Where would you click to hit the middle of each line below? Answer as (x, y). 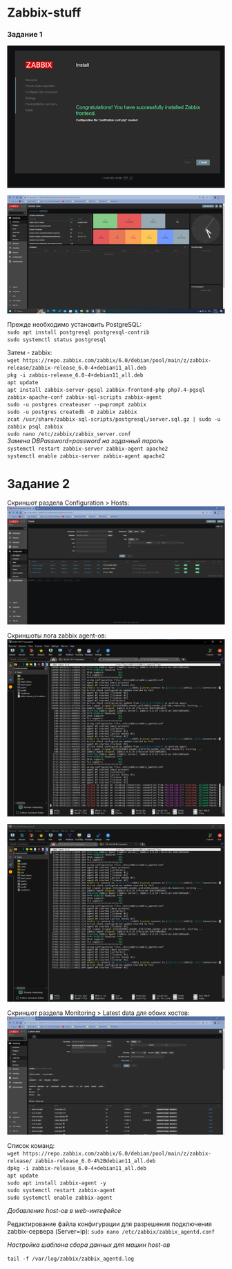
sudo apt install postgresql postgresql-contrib (78, 333)
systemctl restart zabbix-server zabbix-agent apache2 (88, 449)
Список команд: (31, 1145)
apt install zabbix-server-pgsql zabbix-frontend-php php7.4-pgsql (106, 390)
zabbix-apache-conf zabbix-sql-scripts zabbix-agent (85, 397)
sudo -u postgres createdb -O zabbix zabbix (72, 412)
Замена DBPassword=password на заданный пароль (86, 441)
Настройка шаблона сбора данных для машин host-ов (89, 1245)
